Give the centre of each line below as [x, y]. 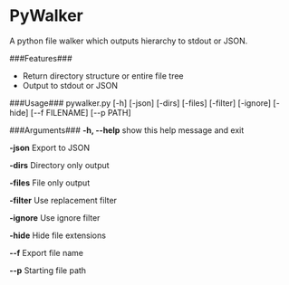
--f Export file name [47, 252]
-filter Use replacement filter [63, 200]
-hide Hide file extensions [58, 235]
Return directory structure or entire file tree [103, 76]
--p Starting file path [48, 270]
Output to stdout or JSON [70, 85]
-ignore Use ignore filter [55, 217]
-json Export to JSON [50, 147]
